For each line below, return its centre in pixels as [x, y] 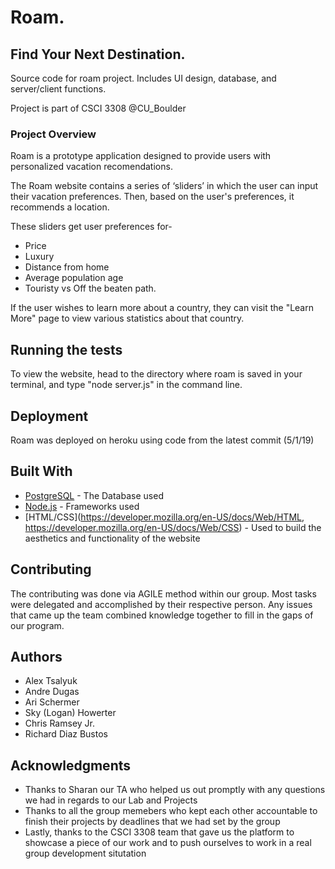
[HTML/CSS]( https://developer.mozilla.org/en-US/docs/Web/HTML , [164, 517]
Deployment [49, 416]
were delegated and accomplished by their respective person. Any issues [161, 604]
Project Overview [53, 134]
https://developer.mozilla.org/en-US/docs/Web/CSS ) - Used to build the [173, 527]
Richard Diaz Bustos [66, 734]
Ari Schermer [52, 702]
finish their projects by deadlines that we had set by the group [152, 822]
